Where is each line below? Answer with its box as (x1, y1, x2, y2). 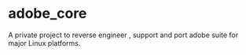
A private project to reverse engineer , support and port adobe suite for (8, 30, 239, 40)
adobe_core (8, 5, 87, 22)
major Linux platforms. (8, 38, 81, 47)
